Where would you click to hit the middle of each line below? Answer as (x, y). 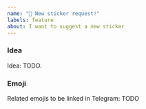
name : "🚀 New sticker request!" (53, 13)
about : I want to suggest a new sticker (66, 26)
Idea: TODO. (25, 66)
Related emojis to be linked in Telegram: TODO (73, 98)
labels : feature (30, 20)
